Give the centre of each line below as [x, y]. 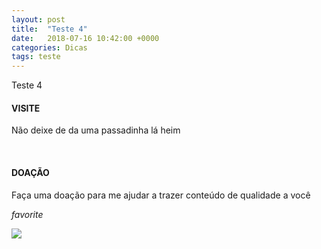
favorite [27, 214]
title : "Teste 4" [49, 29]
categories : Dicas [49, 47]
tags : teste [36, 57]
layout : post [38, 19]
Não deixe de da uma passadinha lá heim [96, 130]
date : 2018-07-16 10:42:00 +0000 [85, 38]
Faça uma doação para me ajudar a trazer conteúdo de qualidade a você [161, 195]
